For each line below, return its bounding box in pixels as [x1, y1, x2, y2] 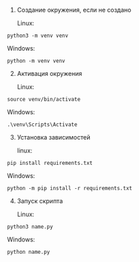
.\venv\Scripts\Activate [7, 121, 78, 128]
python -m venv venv [7, 57, 66, 64]
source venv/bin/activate [7, 96, 80, 103]
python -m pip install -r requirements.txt [7, 185, 133, 192]
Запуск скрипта [16, 197, 63, 205]
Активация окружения [16, 70, 82, 77]
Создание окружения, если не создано [16, 6, 132, 14]
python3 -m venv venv [7, 32, 69, 39]
